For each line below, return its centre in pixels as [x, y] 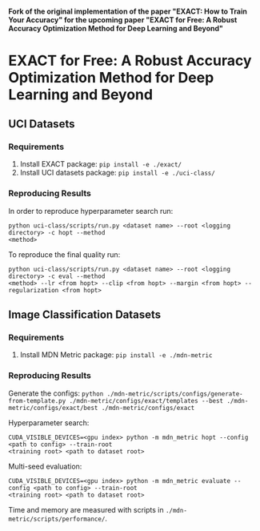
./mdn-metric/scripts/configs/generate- [175, 394]
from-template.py [37, 400]
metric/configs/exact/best [53, 408]
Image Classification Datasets [85, 315]
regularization [34, 290]
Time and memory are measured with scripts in [86, 509]
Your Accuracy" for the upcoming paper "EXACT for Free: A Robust [123, 19]
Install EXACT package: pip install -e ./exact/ [101, 164]
